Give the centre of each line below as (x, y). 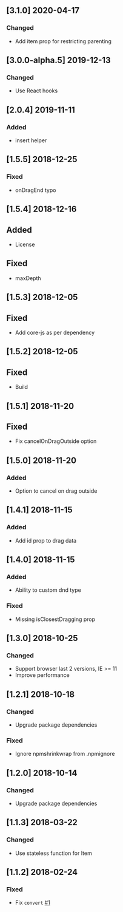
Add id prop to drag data (46, 540)
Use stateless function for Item (53, 853)
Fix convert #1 (32, 903)
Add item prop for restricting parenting (63, 41)
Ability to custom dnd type (48, 590)
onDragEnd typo (35, 190)
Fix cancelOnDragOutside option (56, 441)
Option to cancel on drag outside (56, 491)
